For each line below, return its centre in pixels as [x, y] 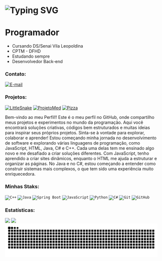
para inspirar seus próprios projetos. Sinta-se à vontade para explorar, [75, 132]
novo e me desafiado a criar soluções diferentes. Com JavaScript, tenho [77, 153]
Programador [32, 33]
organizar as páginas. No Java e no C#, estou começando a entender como [81, 163]
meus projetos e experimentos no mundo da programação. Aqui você [74, 122]
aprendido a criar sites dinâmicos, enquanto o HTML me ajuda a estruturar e [81, 158]
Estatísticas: [20, 210]
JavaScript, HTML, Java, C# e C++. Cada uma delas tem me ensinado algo [80, 148]
